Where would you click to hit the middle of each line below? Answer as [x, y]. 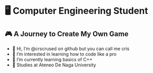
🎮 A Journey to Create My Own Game [67, 34]
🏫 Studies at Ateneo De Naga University [54, 65]
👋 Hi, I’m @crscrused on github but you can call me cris [71, 48]
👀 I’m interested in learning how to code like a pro [64, 54]
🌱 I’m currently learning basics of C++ [52, 59]
